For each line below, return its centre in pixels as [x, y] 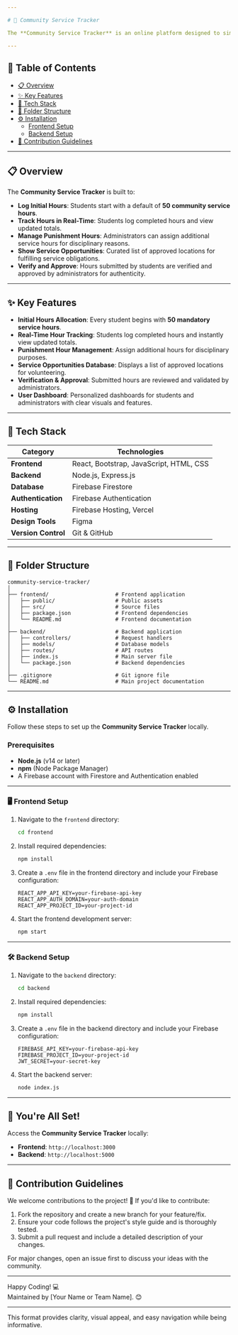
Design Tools [34, 521]
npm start [32, 932]
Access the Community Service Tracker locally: [78, 1133]
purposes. [33, 357]
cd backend [34, 988]
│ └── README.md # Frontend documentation [100, 619]
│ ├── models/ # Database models [89, 644]
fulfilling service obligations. [59, 258]
